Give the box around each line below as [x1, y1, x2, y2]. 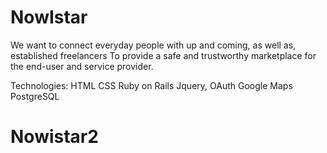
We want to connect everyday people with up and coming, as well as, [10, 39, 297, 51]
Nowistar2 [10, 126, 99, 148]
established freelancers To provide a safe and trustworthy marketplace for [10, 49, 317, 61]
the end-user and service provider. [10, 60, 154, 72]
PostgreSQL [10, 90, 60, 102]
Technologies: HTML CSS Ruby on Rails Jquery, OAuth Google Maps [10, 79, 293, 91]
